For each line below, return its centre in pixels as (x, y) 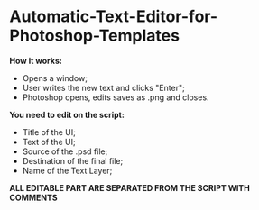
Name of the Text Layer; (67, 170)
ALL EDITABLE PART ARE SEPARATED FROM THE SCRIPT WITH (129, 187)
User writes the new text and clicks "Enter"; (103, 87)
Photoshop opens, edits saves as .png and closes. (116, 97)
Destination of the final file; (73, 160)
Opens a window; (55, 78)
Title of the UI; (49, 132)
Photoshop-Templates (95, 36)
